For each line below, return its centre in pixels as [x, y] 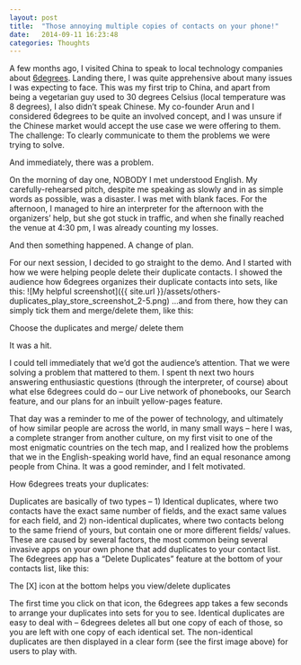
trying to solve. [37, 145]
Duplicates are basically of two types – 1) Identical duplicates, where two [144, 502]
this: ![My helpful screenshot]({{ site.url [82, 292]
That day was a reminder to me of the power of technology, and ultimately [146, 419]
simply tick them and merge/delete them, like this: [102, 311]
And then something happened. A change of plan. [102, 245]
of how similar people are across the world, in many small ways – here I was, [151, 428]
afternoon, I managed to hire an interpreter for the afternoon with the [137, 209]
